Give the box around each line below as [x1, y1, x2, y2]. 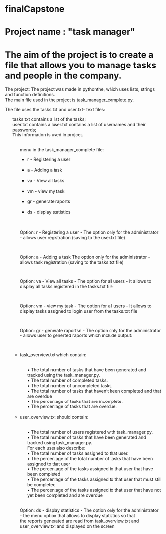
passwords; [12, 127, 36, 133]
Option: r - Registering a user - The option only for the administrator [19, 229, 159, 235]
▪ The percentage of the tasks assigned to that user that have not [27, 487, 161, 493]
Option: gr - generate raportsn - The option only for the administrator [19, 328, 161, 334]
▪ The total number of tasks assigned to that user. [27, 450, 129, 456]
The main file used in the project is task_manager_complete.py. [5, 97, 134, 103]
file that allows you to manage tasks [5, 60, 157, 70]
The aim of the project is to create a [5, 49, 154, 60]
